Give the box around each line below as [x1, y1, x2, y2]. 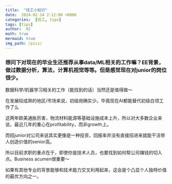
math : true [5, 31, 29, 36]
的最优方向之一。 [5, 173, 41, 179]
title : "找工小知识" [5, 7, 48, 13]
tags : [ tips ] [5, 22, 33, 27]
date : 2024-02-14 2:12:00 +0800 [5, 12, 77, 17]
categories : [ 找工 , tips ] [5, 17, 61, 22]
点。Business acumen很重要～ [5, 156, 70, 162]
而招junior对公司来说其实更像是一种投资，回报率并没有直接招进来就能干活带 [5, 132, 165, 138]
